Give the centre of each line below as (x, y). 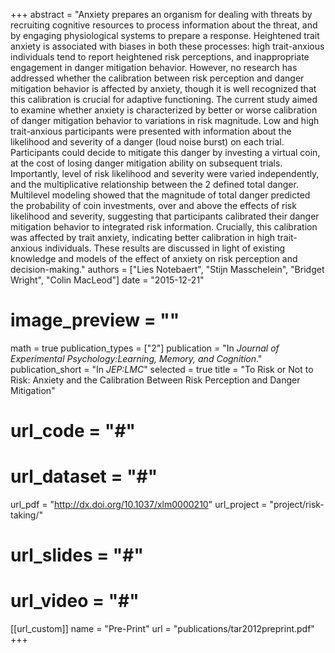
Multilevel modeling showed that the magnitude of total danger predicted (160, 195)
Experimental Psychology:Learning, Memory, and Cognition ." (136, 358)
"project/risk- (297, 505)
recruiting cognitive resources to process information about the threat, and (164, 25)
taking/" (27, 515)
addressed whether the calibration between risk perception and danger (157, 78)
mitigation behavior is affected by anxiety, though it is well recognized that (163, 88)
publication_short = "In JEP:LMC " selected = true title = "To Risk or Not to (162, 369)
